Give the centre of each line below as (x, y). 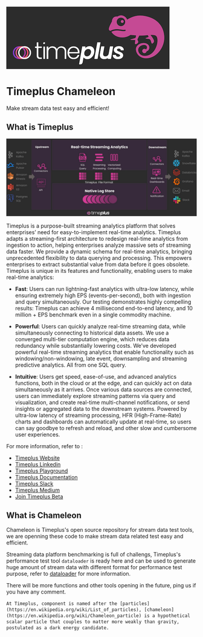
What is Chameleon (44, 515)
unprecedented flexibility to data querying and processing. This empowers (99, 258)
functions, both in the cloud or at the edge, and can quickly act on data (103, 383)
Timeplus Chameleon (61, 92)
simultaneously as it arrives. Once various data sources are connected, (103, 389)
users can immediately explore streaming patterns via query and (95, 396)
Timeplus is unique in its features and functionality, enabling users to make (99, 270)
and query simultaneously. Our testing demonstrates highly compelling (103, 302)
